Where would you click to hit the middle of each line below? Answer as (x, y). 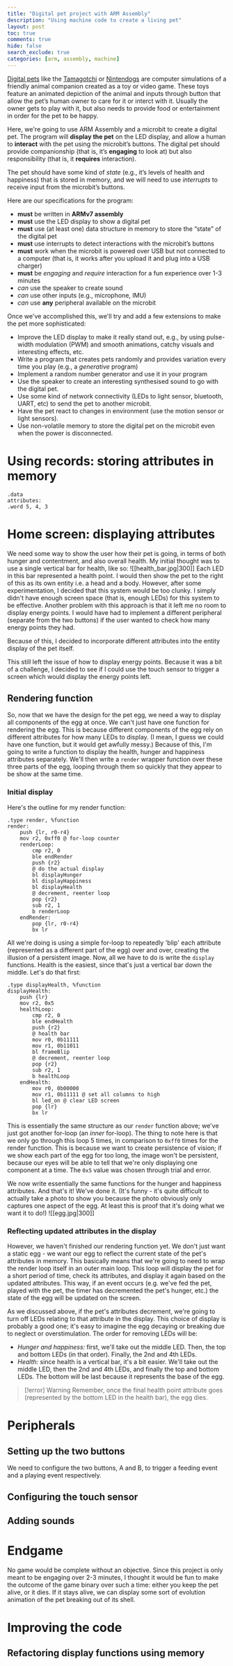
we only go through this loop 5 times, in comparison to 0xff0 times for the (113, 1140)
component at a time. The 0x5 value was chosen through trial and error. (109, 1170)
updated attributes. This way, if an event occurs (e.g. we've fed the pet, (110, 1283)
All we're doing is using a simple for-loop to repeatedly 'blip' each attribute (114, 943)
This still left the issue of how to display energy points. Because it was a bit (115, 662)
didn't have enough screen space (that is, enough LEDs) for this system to (114, 598)
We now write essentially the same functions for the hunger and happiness (114, 1183)
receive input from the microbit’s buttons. (66, 187)
